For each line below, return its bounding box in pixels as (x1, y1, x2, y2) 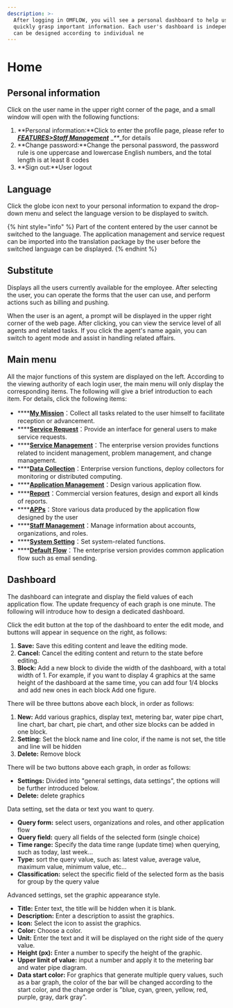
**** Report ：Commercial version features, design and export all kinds (17, 489, 218, 497)
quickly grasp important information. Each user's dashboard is (13, 23, 203, 30)
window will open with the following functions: (7, 113, 140, 122)
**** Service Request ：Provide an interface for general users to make (17, 424, 217, 433)
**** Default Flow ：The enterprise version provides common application (17, 546, 224, 554)
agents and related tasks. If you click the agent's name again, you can (7, 326, 207, 334)
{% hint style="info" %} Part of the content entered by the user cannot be (7, 223, 218, 231)
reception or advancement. (17, 416, 95, 424)
